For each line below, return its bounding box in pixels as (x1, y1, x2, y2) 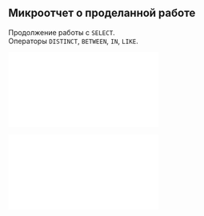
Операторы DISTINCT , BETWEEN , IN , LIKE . (8, 36, 138, 46)
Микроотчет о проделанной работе (8, 6, 196, 20)
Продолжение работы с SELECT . (8, 27, 116, 37)
